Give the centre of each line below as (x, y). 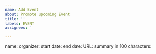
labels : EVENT (20, 23)
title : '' (15, 19)
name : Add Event (22, 10)
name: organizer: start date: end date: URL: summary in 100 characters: (78, 46)
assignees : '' (20, 28)
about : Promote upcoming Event (38, 14)
